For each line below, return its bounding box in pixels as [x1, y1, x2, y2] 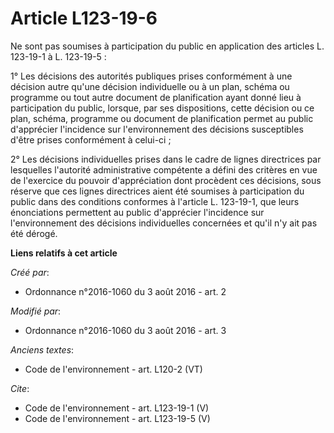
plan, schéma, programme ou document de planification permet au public [10, 112, 314, 124]
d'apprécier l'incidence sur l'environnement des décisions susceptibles [10, 123, 304, 135]
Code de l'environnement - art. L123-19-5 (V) [24, 412, 211, 424]
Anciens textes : [10, 343, 75, 356]
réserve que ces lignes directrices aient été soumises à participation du [10, 185, 305, 197]
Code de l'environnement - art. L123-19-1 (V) [24, 402, 210, 414]
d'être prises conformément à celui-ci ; [10, 133, 172, 146]
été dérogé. [10, 227, 58, 239]
